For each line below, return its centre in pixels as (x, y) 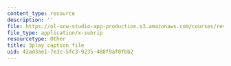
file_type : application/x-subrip (55, 33)
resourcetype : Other (37, 39)
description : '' (30, 20)
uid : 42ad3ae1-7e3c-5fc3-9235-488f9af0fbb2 (70, 52)
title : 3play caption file (46, 45)
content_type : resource (41, 13)
